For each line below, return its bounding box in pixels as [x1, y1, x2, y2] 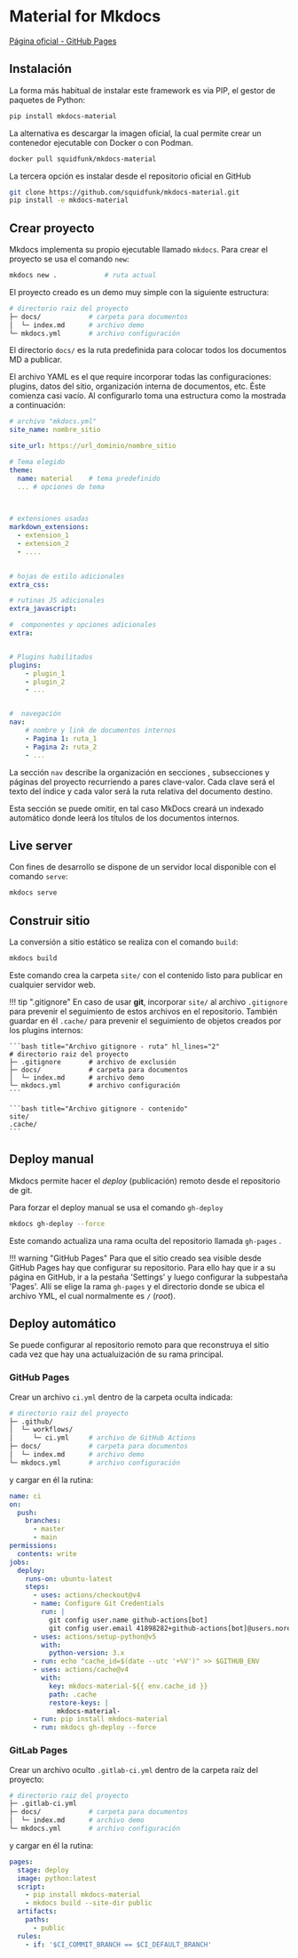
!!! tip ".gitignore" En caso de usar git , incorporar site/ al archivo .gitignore [9, 996, 288, 1007]
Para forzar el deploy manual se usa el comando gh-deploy [9, 1202, 223, 1213]
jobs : [9, 1558, 29, 1567]
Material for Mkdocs [9, 6, 161, 27]
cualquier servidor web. [9, 979, 96, 990]
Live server [9, 838, 73, 853]
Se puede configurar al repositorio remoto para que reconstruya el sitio [9, 1340, 270, 1351]
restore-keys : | [48, 1698, 109, 1707]
